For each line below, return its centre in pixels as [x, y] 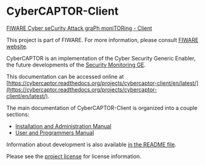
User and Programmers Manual [55, 132]
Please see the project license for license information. [74, 156]
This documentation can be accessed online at [65, 76]
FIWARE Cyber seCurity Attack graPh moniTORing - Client [79, 28]
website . [17, 46]
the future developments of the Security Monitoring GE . [76, 65]
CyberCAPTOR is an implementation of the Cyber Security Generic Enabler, [101, 58]
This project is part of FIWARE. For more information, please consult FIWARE [103, 40]
